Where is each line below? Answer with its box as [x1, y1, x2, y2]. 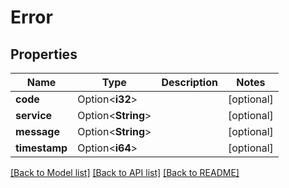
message [15, 125, 60, 138]
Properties [10, 46, 78, 63]
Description [161, 76, 218, 89]
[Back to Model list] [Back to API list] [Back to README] [10, 167, 240, 178]
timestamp [15, 141, 68, 155]
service [15, 109, 53, 122]
